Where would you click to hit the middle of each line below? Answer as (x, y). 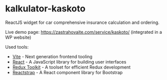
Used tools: (17, 47)
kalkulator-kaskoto (45, 9)
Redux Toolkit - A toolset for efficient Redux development (71, 67)
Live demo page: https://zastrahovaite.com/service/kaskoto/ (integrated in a (84, 32)
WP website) (18, 37)
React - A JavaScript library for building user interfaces (69, 62)
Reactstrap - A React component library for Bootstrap (67, 72)
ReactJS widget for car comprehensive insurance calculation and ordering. (82, 22)
